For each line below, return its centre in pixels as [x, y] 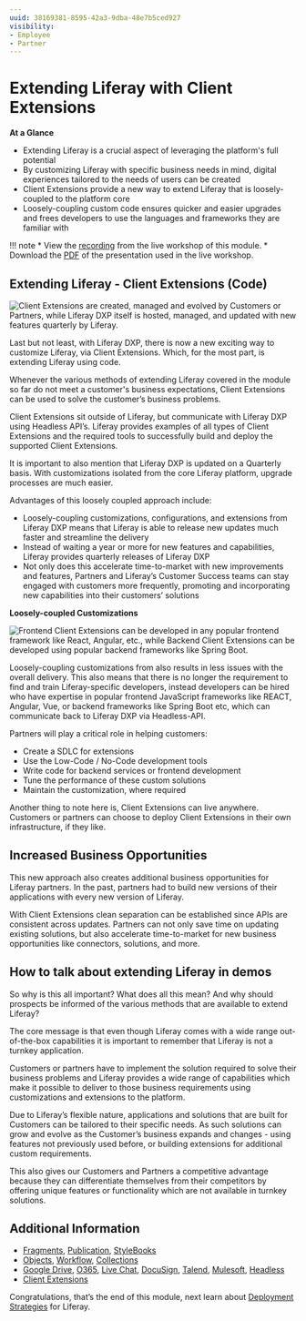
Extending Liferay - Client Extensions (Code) [138, 284]
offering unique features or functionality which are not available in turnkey [148, 1190]
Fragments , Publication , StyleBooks [89, 1250]
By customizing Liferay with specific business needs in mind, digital [149, 170]
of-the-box [30, 1041]
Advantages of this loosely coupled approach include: [111, 500]
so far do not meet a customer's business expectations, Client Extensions [147, 389]
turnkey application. [47, 1050]
